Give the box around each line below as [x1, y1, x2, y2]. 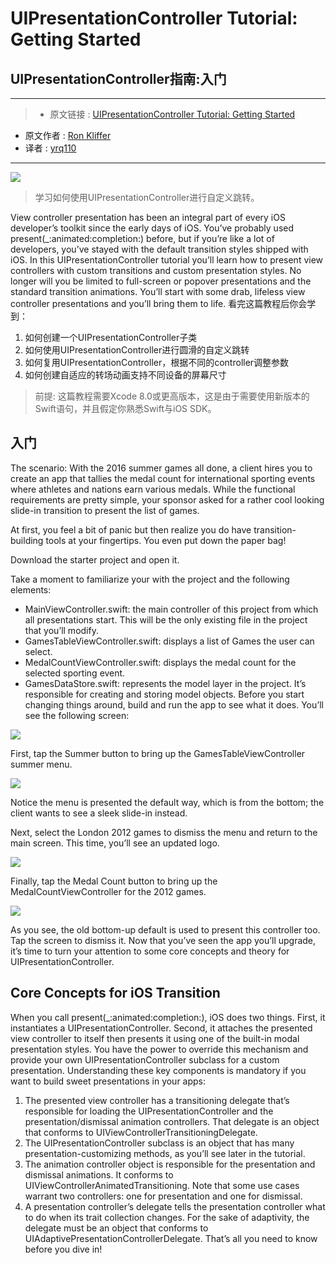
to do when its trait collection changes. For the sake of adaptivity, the [24, 1211, 310, 1223]
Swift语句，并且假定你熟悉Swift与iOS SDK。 [34, 403, 217, 414]
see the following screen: [24, 709, 130, 721]
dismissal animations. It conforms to [24, 1168, 174, 1181]
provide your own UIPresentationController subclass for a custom [10, 1053, 280, 1066]
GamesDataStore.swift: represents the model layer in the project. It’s [24, 677, 307, 689]
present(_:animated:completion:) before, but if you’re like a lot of [10, 233, 275, 244]
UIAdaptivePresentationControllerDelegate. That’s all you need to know [24, 1232, 318, 1244]
